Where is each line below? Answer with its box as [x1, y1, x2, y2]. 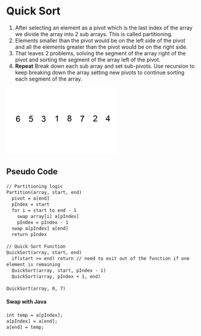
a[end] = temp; [6, 324, 45, 330]
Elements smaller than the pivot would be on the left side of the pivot [14, 37, 185, 44]
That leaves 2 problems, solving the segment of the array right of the [14, 49, 187, 57]
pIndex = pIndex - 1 [17, 219, 69, 225]
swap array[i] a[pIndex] [17, 213, 79, 219]
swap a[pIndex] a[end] [11, 225, 69, 231]
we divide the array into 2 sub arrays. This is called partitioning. [14, 30, 173, 37]
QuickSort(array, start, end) [6, 249, 82, 255]
